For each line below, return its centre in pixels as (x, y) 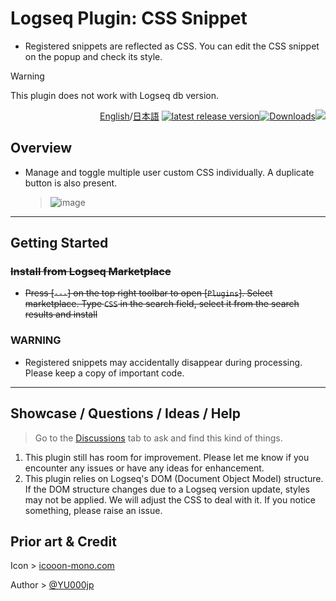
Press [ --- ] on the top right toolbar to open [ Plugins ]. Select (148, 293)
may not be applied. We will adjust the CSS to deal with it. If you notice (170, 499)
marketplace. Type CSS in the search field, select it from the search (162, 304)
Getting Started (59, 243)
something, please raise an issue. (93, 510)
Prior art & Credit (63, 541)
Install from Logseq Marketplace (91, 272)
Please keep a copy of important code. (104, 373)
